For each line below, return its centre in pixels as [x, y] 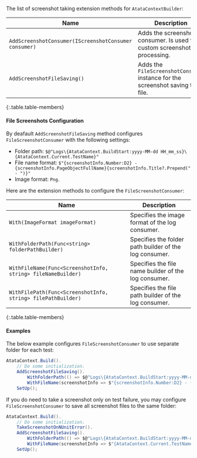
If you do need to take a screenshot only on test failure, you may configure [96, 399]
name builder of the [157, 271]
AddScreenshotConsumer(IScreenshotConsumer [71, 41]
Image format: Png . [37, 180]
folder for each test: [30, 350]
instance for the [159, 78]
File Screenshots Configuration [45, 121]
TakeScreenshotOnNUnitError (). [55, 427]
